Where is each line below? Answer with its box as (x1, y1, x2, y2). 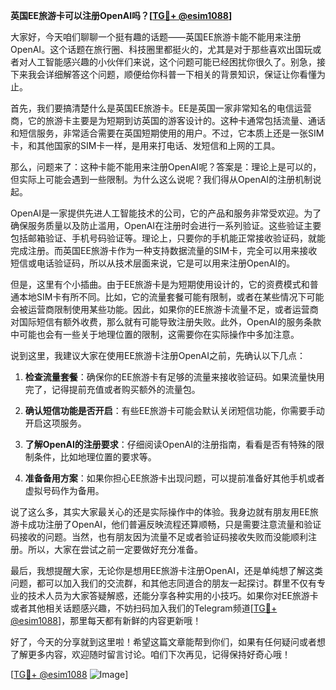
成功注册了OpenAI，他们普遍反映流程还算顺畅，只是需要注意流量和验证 (27, 519, 322, 530)
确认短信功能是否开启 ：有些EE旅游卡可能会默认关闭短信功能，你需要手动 (24, 405, 325, 416)
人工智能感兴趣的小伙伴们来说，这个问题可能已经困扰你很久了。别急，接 (27, 56, 326, 68)
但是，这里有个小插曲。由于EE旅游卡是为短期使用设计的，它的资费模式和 (10, 279, 310, 290)
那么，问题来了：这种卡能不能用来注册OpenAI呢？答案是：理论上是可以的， (10, 161, 322, 173)
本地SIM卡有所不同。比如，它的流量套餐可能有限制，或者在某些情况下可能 (18, 291, 325, 303)
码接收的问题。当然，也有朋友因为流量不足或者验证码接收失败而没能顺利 (10, 531, 308, 543)
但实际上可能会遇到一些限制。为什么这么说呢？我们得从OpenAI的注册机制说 (10, 174, 322, 185)
